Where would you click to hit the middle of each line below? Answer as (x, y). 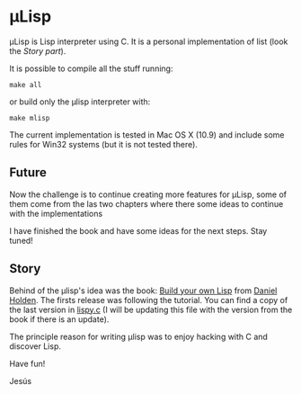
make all (26, 85)
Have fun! (27, 363)
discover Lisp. (35, 346)
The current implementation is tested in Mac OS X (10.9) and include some (147, 134)
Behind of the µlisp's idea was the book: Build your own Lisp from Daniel (143, 291)
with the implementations (56, 213)
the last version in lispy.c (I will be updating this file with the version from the (151, 309)
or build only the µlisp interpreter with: (80, 102)
